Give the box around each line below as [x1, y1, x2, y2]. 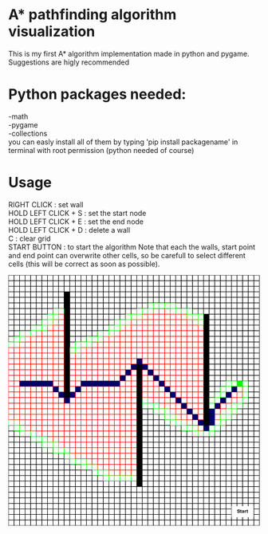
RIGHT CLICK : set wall [8, 199, 84, 209]
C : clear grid [8, 234, 51, 243]
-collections [8, 128, 48, 138]
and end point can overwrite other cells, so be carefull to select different [8, 250, 246, 260]
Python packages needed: [8, 85, 187, 104]
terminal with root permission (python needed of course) [8, 145, 195, 155]
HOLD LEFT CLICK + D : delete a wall [8, 225, 131, 234]
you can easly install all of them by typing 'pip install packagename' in [8, 137, 238, 147]
